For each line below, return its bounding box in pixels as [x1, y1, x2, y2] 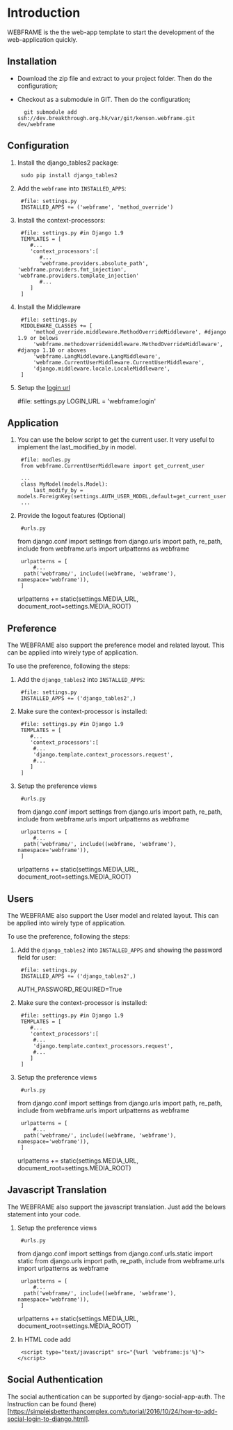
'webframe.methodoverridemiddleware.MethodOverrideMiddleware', [33, 341, 224, 348]
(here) [79, 1399, 97, 1408]
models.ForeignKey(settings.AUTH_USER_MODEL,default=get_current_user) [17, 493, 230, 500]
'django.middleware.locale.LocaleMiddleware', [33, 365, 170, 372]
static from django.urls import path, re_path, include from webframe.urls [17, 1256, 225, 1265]
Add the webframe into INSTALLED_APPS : [17, 184, 127, 193]
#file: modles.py [20, 456, 71, 463]
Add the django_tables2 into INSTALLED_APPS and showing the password [17, 946, 223, 954]
